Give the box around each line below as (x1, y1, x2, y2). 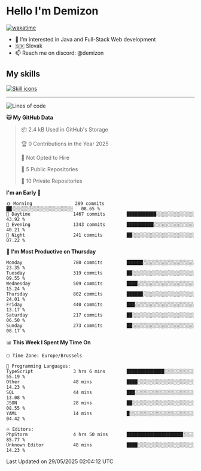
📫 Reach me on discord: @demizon (14, 49, 104, 56)
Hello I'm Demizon (6, 4, 99, 18)
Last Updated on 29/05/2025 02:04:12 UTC (6, 458, 114, 465)
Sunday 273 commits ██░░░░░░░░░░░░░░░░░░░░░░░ (6, 323, 194, 329)
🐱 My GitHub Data (6, 114, 54, 121)
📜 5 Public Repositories (20, 165, 78, 172)
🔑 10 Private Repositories (20, 177, 83, 184)
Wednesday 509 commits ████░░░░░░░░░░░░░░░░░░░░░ (6, 281, 194, 287)
